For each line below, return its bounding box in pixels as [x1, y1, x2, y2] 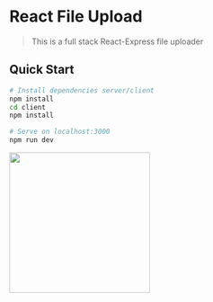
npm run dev [9, 136, 54, 145]
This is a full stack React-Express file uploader [31, 36, 204, 47]
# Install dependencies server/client [9, 85, 155, 95]
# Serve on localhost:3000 [9, 128, 111, 137]
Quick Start [9, 62, 75, 77]
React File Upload [9, 6, 143, 27]
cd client [9, 102, 47, 111]
